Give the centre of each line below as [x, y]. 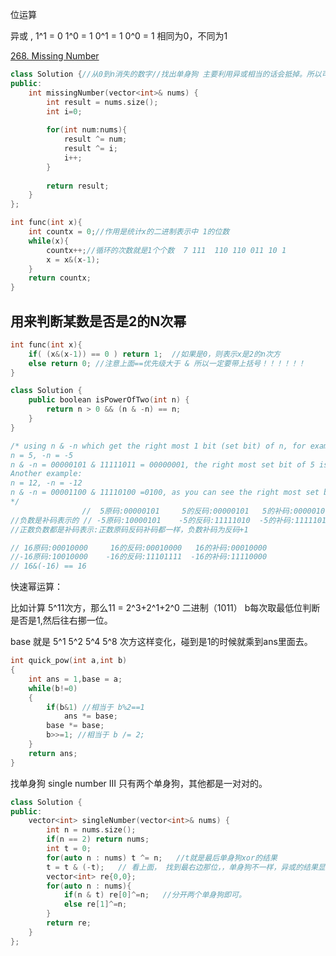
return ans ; [53, 753]
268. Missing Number [55, 56]
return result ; [78, 186]
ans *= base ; [90, 716]
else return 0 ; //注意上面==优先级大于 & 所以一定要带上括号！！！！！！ [167, 363]
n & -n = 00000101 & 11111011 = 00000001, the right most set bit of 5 [162, 464]
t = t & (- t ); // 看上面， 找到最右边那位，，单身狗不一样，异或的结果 [182, 867]
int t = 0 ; [69, 849]
